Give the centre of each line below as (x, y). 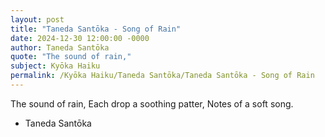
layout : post (37, 19)
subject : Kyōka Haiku (55, 66)
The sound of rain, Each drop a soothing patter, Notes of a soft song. (152, 103)
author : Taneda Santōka (60, 47)
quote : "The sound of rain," (71, 57)
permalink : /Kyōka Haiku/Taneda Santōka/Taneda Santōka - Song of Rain (162, 76)
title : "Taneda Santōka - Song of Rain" (96, 29)
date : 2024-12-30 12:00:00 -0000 (80, 38)
